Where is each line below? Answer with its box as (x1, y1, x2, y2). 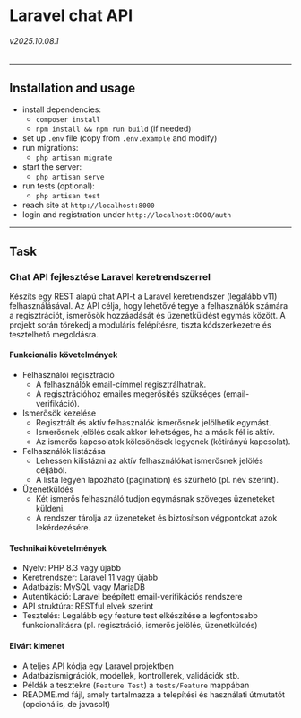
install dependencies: (21, 104, 101, 115)
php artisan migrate (35, 153, 113, 162)
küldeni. (35, 503, 65, 514)
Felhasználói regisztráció (21, 370, 115, 381)
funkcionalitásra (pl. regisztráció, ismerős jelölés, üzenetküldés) (21, 620, 258, 631)
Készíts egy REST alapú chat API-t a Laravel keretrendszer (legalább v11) (9, 291, 278, 302)
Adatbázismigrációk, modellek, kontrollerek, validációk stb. (21, 670, 240, 680)
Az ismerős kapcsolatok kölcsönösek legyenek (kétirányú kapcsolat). (35, 436, 291, 447)
